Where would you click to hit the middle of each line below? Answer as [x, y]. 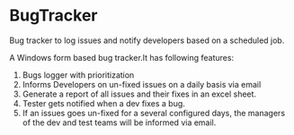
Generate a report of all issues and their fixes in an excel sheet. [139, 94]
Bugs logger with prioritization [78, 75]
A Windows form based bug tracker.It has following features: [122, 57]
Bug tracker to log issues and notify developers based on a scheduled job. [147, 40]
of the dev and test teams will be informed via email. [119, 122]
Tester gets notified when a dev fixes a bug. [104, 103]
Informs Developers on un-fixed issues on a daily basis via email [142, 84]
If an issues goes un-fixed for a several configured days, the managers [154, 113]
